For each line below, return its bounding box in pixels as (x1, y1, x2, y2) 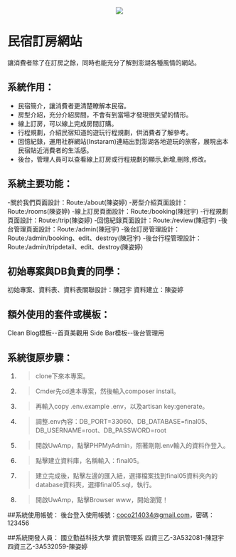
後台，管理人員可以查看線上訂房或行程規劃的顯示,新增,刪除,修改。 (17, 155, 210, 163)
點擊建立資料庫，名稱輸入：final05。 (35, 457, 144, 464)
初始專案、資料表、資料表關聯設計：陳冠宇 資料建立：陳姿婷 (7, 286, 183, 294)
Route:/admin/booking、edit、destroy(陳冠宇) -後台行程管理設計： (7, 234, 202, 242)
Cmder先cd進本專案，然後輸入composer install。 (35, 387, 180, 395)
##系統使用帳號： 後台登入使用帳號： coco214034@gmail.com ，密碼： (7, 511, 215, 519)
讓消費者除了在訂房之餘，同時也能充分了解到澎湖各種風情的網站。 (7, 58, 200, 67)
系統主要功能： (7, 178, 73, 190)
